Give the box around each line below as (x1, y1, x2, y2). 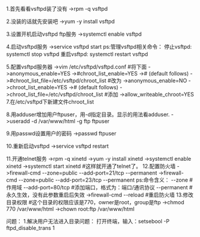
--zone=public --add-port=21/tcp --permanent (42, 169, 158, 176)
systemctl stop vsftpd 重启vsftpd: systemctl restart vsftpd (6, 51, 148, 58)
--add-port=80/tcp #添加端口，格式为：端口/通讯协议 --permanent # (23, 184, 193, 191)
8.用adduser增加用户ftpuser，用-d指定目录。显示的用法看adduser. (6, 111, 170, 118)
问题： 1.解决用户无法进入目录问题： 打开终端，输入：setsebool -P (6, 218, 170, 224)
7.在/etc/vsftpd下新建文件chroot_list (6, 98, 94, 105)
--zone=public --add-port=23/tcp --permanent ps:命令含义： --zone (18, 176, 188, 183)
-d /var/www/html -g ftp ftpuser (31, 118, 110, 124)
